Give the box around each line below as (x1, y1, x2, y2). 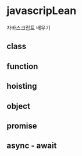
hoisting (6, 81, 37, 91)
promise (6, 121, 37, 131)
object (6, 101, 31, 111)
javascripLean (6, 4, 77, 18)
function (6, 61, 38, 71)
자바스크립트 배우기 (6, 24, 51, 31)
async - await (6, 141, 57, 151)
